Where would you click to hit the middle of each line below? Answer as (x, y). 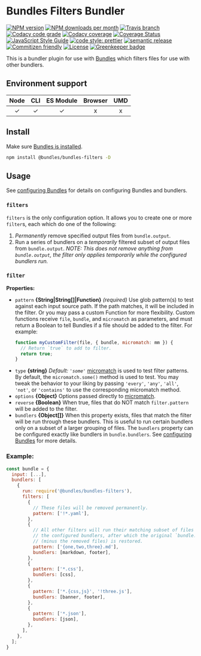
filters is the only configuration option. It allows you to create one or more (99, 218)
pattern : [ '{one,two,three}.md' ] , (76, 547)
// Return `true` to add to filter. (66, 348)
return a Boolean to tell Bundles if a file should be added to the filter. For (103, 325)
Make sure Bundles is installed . (44, 146)
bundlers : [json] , (56, 619)
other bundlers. (25, 65)
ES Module (62, 100)
